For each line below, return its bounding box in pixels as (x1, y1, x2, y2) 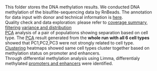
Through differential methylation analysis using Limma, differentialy (5, 56, 140, 61)
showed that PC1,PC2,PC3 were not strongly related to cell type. (5, 40, 135, 45)
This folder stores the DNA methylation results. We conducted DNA (5, 4, 140, 10)
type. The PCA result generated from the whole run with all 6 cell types (5, 35, 150, 41)
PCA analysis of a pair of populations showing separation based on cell (5, 30, 148, 35)
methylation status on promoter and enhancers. (5, 50, 101, 56)
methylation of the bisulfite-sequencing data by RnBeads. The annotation (5, 9, 152, 15)
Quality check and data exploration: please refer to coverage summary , (5, 19, 148, 25)
